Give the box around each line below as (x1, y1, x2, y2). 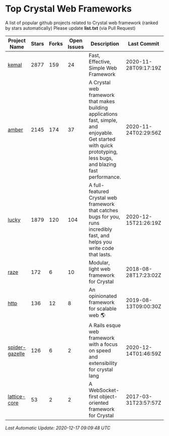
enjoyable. (89, 129, 113, 136)
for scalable (89, 305, 117, 312)
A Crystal (89, 79, 111, 86)
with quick (89, 142, 113, 149)
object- (99, 393, 118, 400)
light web (89, 265, 111, 272)
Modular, (89, 259, 110, 266)
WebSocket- (89, 387, 120, 394)
